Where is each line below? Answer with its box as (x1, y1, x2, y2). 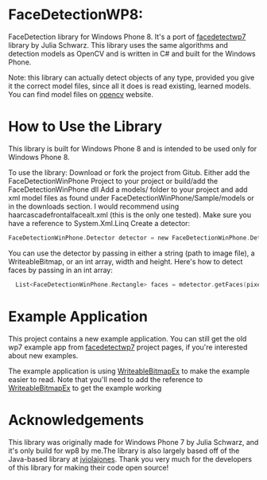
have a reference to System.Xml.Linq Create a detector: (8, 218, 191, 228)
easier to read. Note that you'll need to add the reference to (8, 374, 203, 384)
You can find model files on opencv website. (8, 89, 153, 99)
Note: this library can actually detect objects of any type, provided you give (8, 72, 255, 82)
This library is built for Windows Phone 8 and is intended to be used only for (8, 143, 257, 153)
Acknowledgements (8, 411, 145, 429)
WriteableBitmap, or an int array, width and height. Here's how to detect (8, 256, 243, 266)
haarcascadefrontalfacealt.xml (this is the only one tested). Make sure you (8, 209, 252, 220)
